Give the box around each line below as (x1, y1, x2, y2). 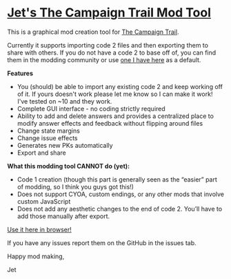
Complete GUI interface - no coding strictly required (17, 104, 165, 113)
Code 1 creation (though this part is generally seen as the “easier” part (17, 175, 217, 184)
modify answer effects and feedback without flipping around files (17, 119, 203, 127)
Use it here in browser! (7, 225, 72, 233)
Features (7, 69, 33, 77)
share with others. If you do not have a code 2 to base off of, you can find (7, 48, 217, 57)
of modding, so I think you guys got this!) (17, 182, 134, 191)
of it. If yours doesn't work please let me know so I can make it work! (17, 90, 213, 98)
